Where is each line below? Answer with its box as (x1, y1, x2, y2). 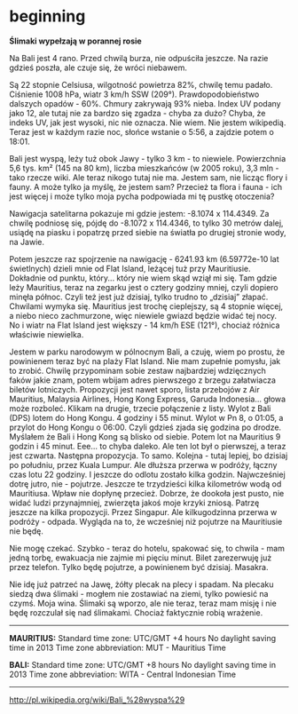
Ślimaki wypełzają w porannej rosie (9, 36, 142, 46)
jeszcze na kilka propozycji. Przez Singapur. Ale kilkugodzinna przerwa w (9, 506, 278, 517)
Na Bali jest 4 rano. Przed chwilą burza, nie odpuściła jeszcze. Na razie (9, 52, 269, 63)
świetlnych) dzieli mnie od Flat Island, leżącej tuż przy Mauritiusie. (9, 263, 251, 274)
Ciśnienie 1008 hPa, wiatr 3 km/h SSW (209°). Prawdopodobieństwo (9, 89, 260, 99)
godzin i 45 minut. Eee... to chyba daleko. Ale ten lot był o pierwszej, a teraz (9, 440, 286, 451)
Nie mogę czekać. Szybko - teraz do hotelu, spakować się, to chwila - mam (9, 543, 286, 553)
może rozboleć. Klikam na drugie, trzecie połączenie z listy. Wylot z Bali (9, 402, 271, 414)
